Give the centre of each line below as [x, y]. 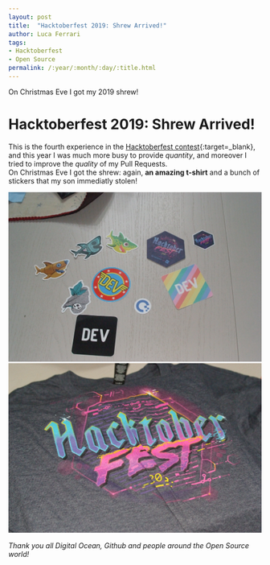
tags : [17, 43]
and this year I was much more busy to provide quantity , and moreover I [128, 155]
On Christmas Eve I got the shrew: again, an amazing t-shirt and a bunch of [134, 172]
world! [19, 555]
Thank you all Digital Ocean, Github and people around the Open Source [129, 546]
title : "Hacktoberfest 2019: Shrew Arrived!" [88, 25]
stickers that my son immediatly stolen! [73, 180]
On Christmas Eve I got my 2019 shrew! [74, 92]
